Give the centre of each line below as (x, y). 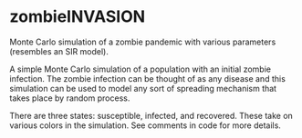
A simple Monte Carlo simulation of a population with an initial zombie (141, 69)
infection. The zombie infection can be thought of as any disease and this (147, 78)
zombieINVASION (78, 17)
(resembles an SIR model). (59, 51)
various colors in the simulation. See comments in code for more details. (145, 125)
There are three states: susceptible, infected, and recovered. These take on (151, 115)
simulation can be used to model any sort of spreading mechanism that (143, 88)
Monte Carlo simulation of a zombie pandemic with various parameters (143, 42)
